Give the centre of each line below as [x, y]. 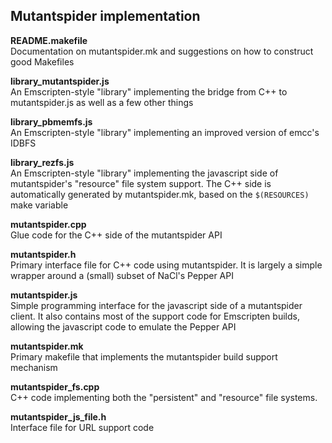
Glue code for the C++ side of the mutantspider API [116, 235]
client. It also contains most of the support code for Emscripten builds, [155, 316]
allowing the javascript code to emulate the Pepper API [123, 326]
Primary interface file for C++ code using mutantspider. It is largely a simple [166, 265]
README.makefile [49, 40]
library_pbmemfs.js [51, 121]
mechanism [34, 367]
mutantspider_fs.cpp [55, 386]
